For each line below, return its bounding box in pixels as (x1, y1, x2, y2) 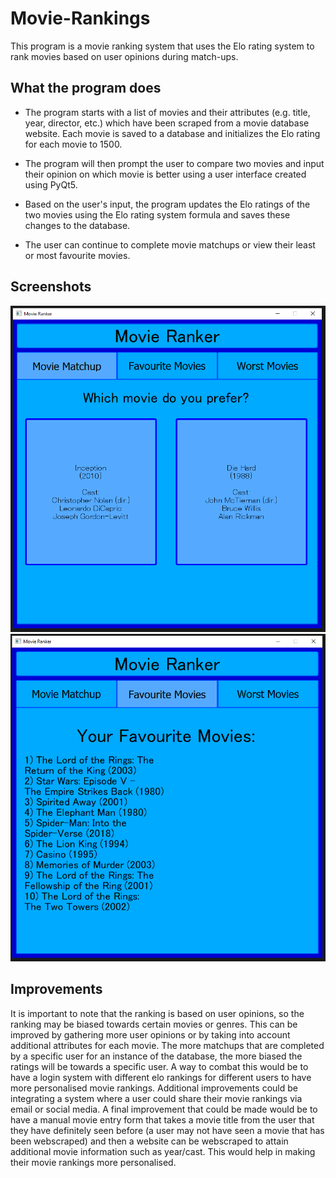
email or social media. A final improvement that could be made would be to (10, 1103, 318, 1115)
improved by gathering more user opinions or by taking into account (10, 1028, 291, 1041)
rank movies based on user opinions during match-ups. (10, 50, 239, 62)
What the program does (10, 80, 162, 97)
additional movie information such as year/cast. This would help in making (10, 1145, 316, 1157)
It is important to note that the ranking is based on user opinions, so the (10, 1007, 305, 1019)
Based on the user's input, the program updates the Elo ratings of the (24, 198, 311, 210)
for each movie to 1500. (24, 138, 123, 150)
